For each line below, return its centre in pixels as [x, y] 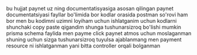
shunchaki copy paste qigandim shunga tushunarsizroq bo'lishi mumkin [94, 27]
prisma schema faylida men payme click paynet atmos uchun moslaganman [99, 33]
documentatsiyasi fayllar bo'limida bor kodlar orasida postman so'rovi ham [97, 15]
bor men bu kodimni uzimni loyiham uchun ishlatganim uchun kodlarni [91, 21]
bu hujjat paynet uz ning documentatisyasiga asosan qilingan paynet [90, 8]
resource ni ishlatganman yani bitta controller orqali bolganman [83, 46]
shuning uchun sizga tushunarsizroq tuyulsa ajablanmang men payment [94, 39]
